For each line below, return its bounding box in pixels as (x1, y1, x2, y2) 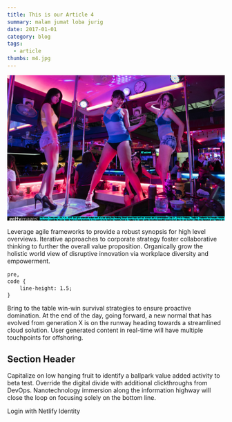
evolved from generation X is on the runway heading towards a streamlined (7, 318, 221, 327)
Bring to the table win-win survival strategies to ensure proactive (7, 304, 191, 312)
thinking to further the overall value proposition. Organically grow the (7, 242, 204, 250)
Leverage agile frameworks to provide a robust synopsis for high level (7, 227, 206, 235)
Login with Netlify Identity (7, 407, 81, 415)
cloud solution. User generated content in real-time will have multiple (7, 326, 204, 334)
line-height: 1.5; (19, 284, 72, 292)
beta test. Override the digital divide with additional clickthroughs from (7, 379, 208, 387)
